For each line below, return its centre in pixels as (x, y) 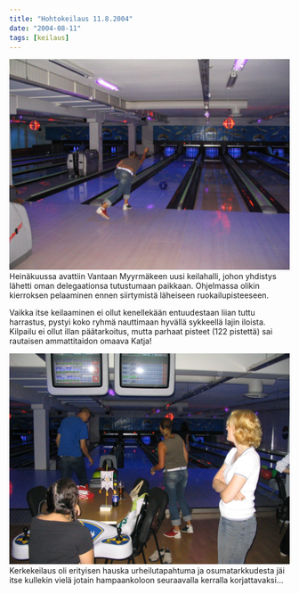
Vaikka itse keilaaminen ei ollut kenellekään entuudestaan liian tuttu (132, 313)
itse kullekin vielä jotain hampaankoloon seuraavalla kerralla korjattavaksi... (146, 581)
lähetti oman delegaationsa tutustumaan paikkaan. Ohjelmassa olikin (134, 286)
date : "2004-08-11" (45, 28)
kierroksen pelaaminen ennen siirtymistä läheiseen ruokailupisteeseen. (139, 295)
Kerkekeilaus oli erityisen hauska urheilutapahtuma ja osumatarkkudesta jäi (147, 571)
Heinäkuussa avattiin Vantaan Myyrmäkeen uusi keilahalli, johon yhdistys (143, 276)
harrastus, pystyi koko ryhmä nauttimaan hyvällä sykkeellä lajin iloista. (137, 322)
